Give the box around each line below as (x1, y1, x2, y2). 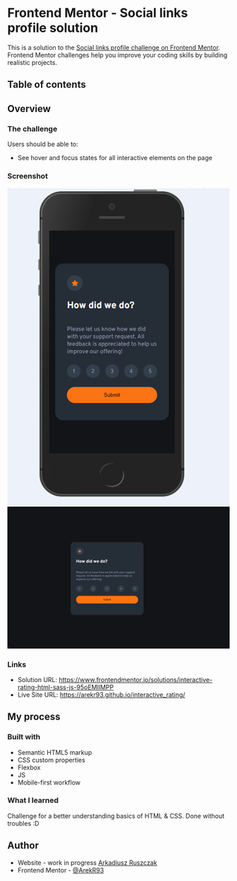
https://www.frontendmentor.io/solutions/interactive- (59, 675, 213, 683)
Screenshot (7, 171, 48, 181)
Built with (7, 732, 41, 742)
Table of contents (7, 79, 86, 91)
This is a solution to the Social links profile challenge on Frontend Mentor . (7, 43, 221, 51)
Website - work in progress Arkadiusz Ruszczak (17, 858, 157, 867)
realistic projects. (7, 58, 58, 66)
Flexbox (17, 763, 41, 772)
